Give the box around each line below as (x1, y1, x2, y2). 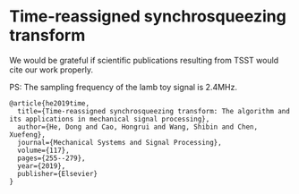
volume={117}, (17, 146, 70, 155)
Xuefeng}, (9, 130, 47, 139)
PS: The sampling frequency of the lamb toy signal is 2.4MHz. (9, 81, 238, 92)
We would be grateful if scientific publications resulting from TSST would (9, 55, 279, 65)
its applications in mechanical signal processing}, (9, 114, 210, 123)
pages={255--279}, (17, 154, 87, 163)
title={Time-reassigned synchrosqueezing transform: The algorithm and (17, 106, 291, 115)
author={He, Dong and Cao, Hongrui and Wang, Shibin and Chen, (17, 122, 258, 131)
